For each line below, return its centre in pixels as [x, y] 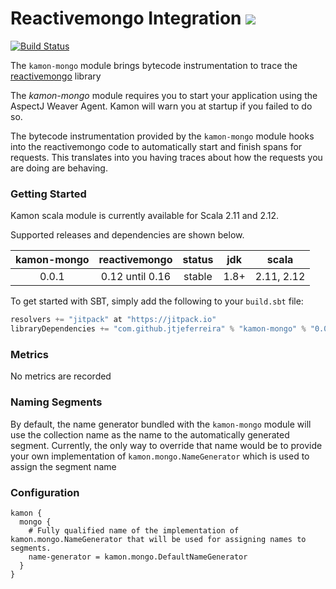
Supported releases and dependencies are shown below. [127, 235]
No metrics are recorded [61, 376]
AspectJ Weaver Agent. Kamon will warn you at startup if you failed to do [161, 106]
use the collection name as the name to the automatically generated [150, 434]
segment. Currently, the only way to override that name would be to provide [166, 445]
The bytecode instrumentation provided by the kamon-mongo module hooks [162, 136]
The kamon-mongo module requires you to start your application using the [164, 95]
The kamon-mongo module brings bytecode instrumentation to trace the [154, 65]
